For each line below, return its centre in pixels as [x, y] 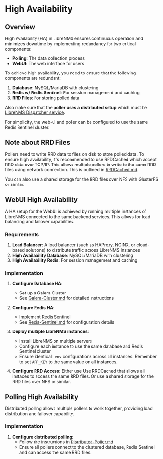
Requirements [22, 234]
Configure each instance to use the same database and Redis [81, 346]
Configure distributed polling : [43, 437]
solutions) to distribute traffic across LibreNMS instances [83, 250]
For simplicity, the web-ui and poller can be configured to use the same [77, 122]
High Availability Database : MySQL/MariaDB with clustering [73, 255]
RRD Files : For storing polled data [46, 98]
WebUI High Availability [41, 200]
